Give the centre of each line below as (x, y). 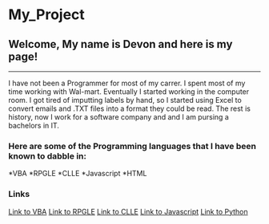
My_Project (47, 15)
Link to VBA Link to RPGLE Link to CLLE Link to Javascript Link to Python (128, 211)
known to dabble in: (47, 155)
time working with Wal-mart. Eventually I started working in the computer (129, 92)
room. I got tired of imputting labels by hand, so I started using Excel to (125, 100)
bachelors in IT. (34, 126)
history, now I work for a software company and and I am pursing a (119, 117)
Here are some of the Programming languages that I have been (132, 146)
